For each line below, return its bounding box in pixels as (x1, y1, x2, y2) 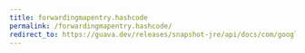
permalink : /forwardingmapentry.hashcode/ (9, 22, 172, 31)
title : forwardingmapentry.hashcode (9, 13, 148, 22)
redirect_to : (9, 30, 59, 39)
